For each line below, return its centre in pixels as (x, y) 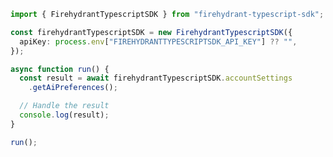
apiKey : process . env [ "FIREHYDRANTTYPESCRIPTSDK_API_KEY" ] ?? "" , (158, 41)
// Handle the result (64, 106)
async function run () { (60, 69)
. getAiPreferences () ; (73, 88)
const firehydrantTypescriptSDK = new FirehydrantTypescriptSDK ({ (151, 32)
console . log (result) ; (64, 115)
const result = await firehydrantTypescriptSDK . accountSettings (156, 78)
